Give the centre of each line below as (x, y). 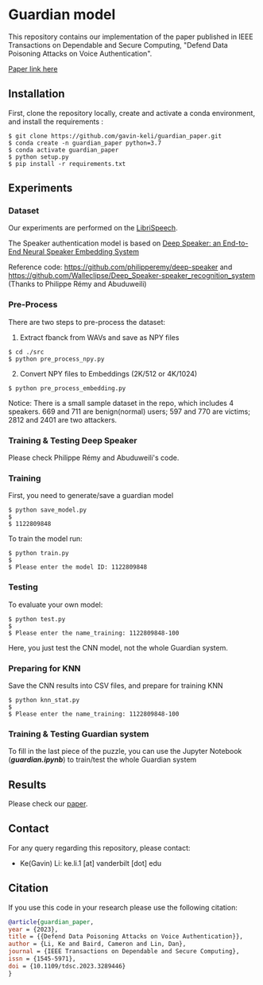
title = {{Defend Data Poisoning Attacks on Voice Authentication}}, (126, 937)
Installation (37, 94)
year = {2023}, (33, 929)
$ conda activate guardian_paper (64, 150)
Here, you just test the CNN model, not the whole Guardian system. (118, 647)
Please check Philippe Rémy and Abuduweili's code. (94, 458)
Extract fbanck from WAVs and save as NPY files (99, 337)
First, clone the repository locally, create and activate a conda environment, (132, 113)
